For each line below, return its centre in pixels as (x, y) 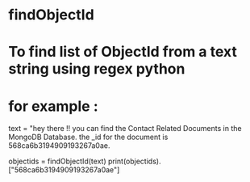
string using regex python (97, 69)
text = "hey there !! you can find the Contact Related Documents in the (125, 129)
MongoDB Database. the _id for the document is (88, 137)
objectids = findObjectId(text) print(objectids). (85, 161)
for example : (53, 106)
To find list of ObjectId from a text (123, 52)
